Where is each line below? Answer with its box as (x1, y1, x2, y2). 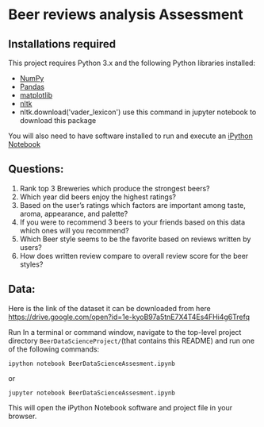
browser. (8, 411, 37, 421)
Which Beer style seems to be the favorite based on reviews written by (19, 234, 251, 244)
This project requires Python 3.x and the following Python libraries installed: (8, 58, 256, 67)
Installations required (8, 37, 117, 51)
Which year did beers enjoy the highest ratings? (19, 192, 177, 202)
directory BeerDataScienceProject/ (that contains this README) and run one (8, 336, 255, 345)
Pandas (19, 82, 45, 91)
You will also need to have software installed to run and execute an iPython (8, 131, 254, 140)
